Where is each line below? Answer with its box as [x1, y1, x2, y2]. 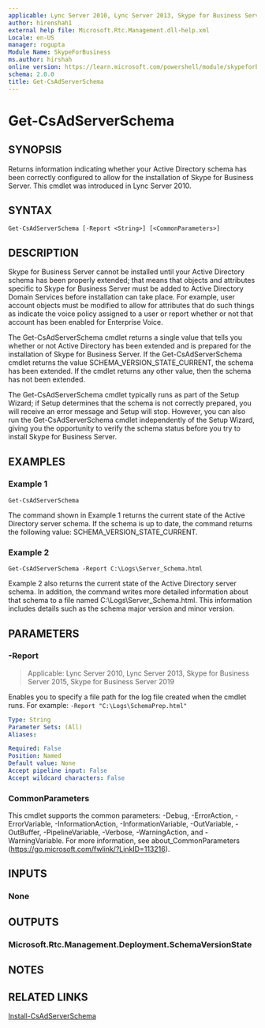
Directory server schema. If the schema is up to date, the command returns [8, 518, 253, 528]
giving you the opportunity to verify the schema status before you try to [8, 424, 241, 433]
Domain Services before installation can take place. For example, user [8, 292, 235, 302]
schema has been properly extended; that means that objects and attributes [8, 276, 256, 285]
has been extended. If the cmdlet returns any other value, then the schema [8, 367, 252, 376]
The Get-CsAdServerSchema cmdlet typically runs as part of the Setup [8, 390, 239, 400]
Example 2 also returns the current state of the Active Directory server [8, 578, 237, 589]
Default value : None [8, 759, 77, 767]
